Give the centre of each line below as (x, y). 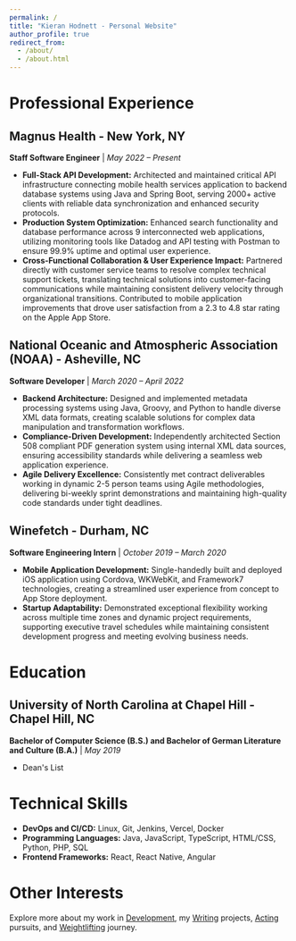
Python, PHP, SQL (55, 847)
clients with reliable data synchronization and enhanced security (140, 203)
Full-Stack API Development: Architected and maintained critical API (149, 175)
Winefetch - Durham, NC (79, 531)
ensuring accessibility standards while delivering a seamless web (142, 455)
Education (48, 672)
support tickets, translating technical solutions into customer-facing (146, 279)
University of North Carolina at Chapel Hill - (132, 706)
